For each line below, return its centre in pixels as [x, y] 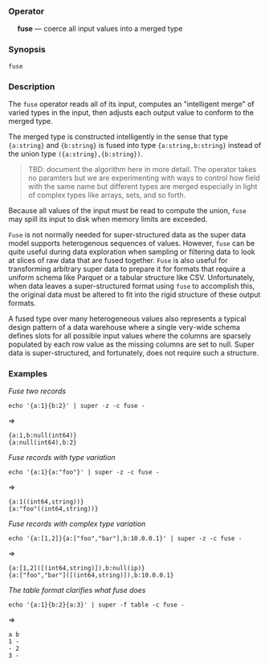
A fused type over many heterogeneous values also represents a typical [127, 319]
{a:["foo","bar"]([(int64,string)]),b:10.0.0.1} [91, 576]
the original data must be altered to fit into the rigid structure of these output [134, 294]
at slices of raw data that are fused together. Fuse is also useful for [118, 260]
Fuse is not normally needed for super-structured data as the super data [127, 234]
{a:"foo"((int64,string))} [53, 509]
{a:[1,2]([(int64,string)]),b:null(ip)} [77, 569]
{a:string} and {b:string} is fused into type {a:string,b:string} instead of [135, 145]
